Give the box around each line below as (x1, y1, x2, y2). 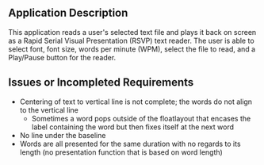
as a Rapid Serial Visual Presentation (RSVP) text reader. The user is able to (8, 36, 255, 45)
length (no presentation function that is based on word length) (19, 147, 224, 157)
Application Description (8, 6, 128, 20)
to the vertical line (19, 105, 79, 114)
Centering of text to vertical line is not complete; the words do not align (19, 97, 252, 106)
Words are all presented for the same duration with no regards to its (19, 139, 241, 148)
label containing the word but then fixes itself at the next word (31, 122, 235, 132)
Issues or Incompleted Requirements (8, 75, 194, 90)
